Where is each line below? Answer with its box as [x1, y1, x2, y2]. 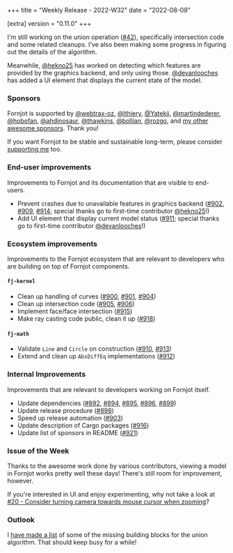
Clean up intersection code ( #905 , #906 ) [17, 300, 135, 308]
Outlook [7, 515, 35, 524]
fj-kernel [7, 278, 36, 285]
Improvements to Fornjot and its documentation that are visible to [7, 178, 194, 187]
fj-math [7, 331, 30, 338]
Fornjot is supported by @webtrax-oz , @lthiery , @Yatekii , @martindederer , [7, 109, 221, 118]
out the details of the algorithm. [7, 48, 97, 56]
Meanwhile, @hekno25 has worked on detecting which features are [7, 61, 201, 69]
